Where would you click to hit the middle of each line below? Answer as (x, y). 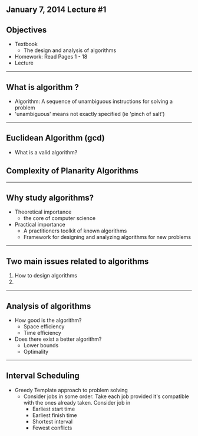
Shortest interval (52, 421)
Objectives (27, 30)
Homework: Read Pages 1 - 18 (51, 57)
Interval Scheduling (43, 376)
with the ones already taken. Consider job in (77, 402)
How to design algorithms (46, 276)
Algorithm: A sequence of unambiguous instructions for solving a (93, 101)
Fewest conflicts (52, 428)
